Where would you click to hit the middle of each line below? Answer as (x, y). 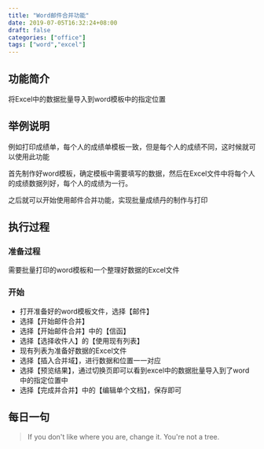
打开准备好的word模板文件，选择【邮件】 (86, 311)
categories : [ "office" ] (47, 37)
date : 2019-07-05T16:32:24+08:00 (63, 23)
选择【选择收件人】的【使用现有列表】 (81, 340)
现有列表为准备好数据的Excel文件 (73, 351)
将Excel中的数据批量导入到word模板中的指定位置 (87, 98)
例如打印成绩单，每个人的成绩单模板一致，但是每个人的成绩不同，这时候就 (128, 147)
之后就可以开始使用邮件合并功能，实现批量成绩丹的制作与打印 (108, 200)
